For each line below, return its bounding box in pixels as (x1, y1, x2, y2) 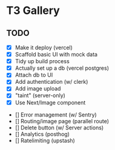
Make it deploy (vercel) (15, 44, 73, 51)
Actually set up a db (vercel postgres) (15, 64, 110, 72)
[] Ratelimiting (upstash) (15, 137, 76, 144)
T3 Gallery (6, 4, 61, 18)
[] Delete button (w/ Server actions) (15, 124, 104, 131)
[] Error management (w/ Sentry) (15, 111, 97, 118)
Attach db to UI (15, 71, 53, 79)
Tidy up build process (15, 58, 70, 65)
